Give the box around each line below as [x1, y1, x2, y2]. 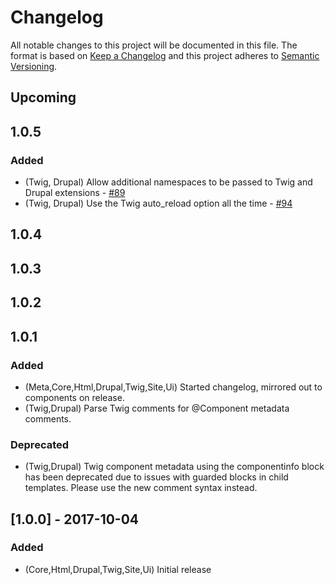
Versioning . [10, 60, 58, 72]
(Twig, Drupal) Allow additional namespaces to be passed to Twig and [24, 176, 313, 188]
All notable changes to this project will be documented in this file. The [10, 39, 298, 51]
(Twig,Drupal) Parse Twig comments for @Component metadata [24, 402, 290, 414]
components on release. [24, 391, 125, 403]
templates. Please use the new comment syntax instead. [24, 482, 258, 494]
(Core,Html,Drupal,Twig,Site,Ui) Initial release [24, 563, 212, 575]
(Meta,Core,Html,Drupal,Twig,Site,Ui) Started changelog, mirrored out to [24, 381, 323, 393]
